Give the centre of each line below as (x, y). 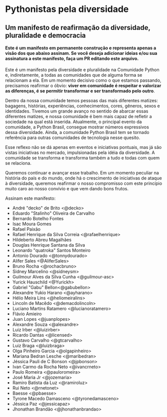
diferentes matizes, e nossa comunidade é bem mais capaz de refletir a (79, 116)
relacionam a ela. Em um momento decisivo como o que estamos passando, (83, 80)
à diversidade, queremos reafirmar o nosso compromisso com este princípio (84, 183)
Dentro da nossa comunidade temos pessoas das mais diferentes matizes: (82, 100)
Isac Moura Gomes (32, 224)
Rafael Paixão (26, 229)
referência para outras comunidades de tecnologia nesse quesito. (73, 138)
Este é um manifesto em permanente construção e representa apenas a (81, 48)
